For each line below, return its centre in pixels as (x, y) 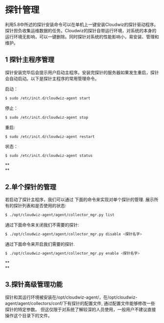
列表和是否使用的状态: (44, 206)
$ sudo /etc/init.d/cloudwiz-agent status (49, 156)
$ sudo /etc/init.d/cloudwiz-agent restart (50, 137)
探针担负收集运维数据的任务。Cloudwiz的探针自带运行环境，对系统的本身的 (81, 30)
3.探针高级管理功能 (34, 285)
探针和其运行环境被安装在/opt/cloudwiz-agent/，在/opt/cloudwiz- (71, 297)
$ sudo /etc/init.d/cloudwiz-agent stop (47, 117)
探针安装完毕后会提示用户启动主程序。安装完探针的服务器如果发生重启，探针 (82, 72)
